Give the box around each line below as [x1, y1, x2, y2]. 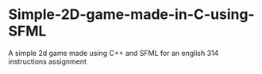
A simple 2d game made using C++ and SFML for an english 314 [8, 48, 219, 57]
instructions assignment [8, 57, 87, 66]
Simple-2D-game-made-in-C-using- [8, 6, 256, 24]
